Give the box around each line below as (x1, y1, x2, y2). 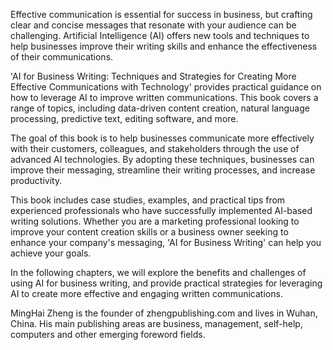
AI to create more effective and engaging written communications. (10, 288, 283, 299)
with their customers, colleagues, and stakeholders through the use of (10, 143, 300, 154)
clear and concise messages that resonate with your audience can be (10, 19, 297, 31)
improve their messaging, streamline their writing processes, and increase (10, 164, 316, 176)
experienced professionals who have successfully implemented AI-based (10, 205, 313, 216)
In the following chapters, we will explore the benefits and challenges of (10, 267, 307, 278)
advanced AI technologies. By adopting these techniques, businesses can (10, 154, 315, 165)
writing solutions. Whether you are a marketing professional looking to (10, 215, 300, 227)
